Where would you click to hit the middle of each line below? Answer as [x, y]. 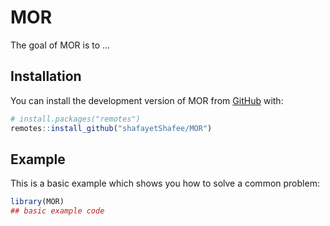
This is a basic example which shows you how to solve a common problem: [165, 183]
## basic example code [57, 211]
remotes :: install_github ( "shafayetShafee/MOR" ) [111, 128]
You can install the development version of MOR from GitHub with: [147, 100]
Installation [46, 76]
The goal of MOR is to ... [60, 45]
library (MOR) [37, 202]
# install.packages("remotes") [75, 119]
